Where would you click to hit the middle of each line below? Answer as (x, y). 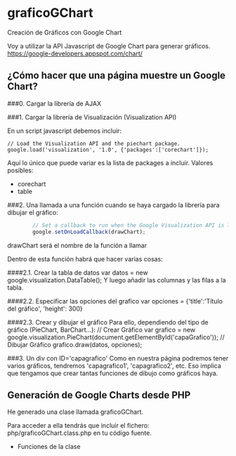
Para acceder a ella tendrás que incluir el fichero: (78, 426)
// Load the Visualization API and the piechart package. (94, 143)
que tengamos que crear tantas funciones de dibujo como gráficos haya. (113, 373)
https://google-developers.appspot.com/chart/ (75, 53)
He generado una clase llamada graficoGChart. (76, 412)
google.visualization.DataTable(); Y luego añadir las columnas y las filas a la (117, 280)
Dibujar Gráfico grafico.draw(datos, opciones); (75, 344)
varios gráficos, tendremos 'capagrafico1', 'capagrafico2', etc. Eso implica (114, 365)
